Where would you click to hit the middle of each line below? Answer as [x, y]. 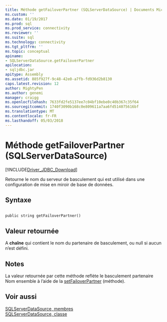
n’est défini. [17, 248]
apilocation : [19, 65]
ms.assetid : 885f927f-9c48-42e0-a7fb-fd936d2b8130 [59, 79]
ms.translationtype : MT [30, 112]
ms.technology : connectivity [35, 42]
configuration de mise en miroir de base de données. [59, 184]
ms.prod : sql [19, 24]
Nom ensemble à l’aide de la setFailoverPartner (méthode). [65, 281]
